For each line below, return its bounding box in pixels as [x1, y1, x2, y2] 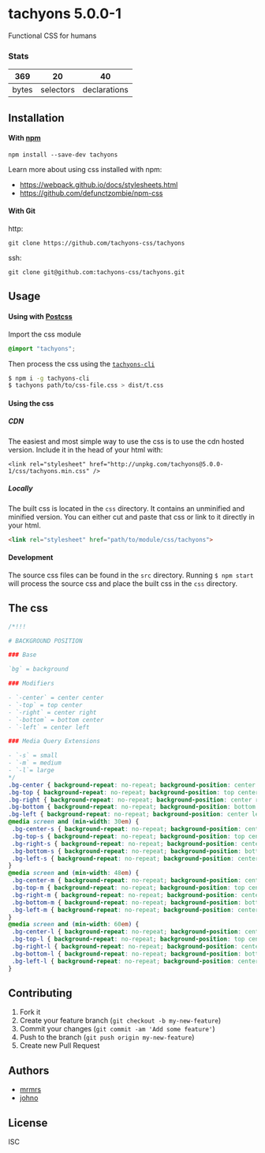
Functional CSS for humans [8, 31, 97, 40]
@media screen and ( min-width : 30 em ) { [8, 818, 140, 826]
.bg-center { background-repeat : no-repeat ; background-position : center [8, 781, 256, 789]
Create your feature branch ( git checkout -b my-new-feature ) [19, 1016, 222, 1025]
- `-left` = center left [8, 723, 90, 731]
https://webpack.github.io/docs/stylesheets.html [19, 179, 178, 190]
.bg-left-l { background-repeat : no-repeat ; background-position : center [11, 957, 259, 965]
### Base [8, 651, 37, 659]
